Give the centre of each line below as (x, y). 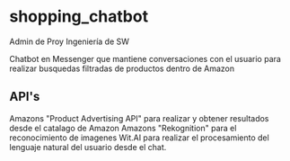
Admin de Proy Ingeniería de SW (70, 41)
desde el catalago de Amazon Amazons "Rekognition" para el (123, 128)
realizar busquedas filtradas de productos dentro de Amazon (122, 68)
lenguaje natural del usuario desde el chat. (88, 147)
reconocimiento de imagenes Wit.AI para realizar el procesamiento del (139, 138)
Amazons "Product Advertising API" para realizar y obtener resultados (139, 118)
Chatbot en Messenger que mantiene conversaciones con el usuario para (145, 58)
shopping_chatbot (79, 17)
